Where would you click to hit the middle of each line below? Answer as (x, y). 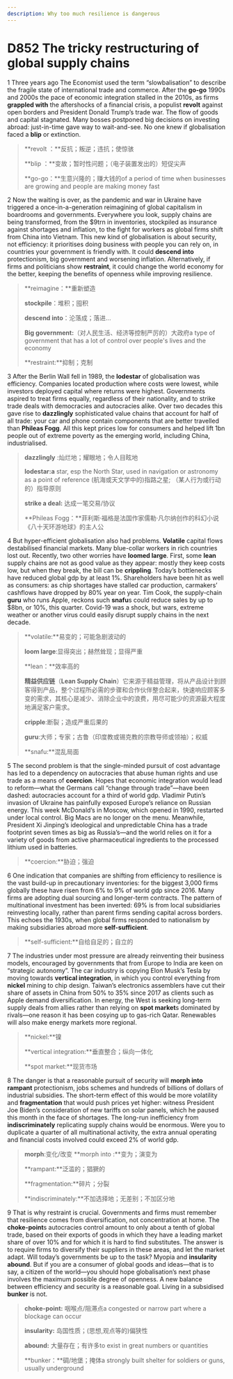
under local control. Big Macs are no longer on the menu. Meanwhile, (106, 817)
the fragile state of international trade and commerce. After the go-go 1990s (116, 90)
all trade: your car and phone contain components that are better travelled (113, 421)
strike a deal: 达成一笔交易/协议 (70, 503)
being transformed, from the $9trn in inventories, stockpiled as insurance (112, 222)
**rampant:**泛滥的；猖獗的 (65, 1168)
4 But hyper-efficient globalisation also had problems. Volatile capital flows (115, 541)
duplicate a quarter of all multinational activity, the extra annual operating (112, 1132)
